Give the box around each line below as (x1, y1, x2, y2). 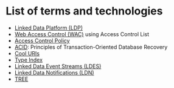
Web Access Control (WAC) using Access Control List (14, 30, 150, 37)
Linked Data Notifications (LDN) (14, 69, 95, 76)
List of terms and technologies (5, 4, 163, 18)
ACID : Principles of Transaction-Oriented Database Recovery (14, 43, 168, 51)
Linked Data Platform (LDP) (14, 24, 83, 31)
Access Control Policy (14, 37, 71, 44)
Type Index (14, 56, 43, 63)
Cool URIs (14, 49, 40, 57)
